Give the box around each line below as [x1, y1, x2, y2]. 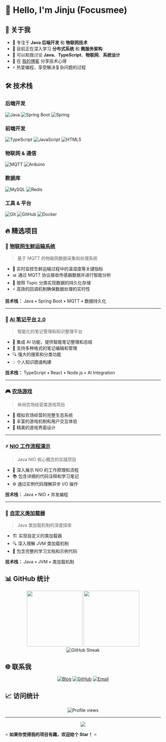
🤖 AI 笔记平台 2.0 [5, 316, 46, 323]
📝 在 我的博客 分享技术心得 [12, 58, 67, 64]
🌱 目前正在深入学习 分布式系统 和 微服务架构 [12, 46, 103, 52]
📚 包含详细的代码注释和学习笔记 [12, 473, 79, 479]
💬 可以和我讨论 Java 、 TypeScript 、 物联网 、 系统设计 [12, 52, 121, 58]
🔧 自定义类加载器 [5, 510, 45, 517]
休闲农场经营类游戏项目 [17, 402, 65, 408]
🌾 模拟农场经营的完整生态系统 [12, 412, 73, 418]
